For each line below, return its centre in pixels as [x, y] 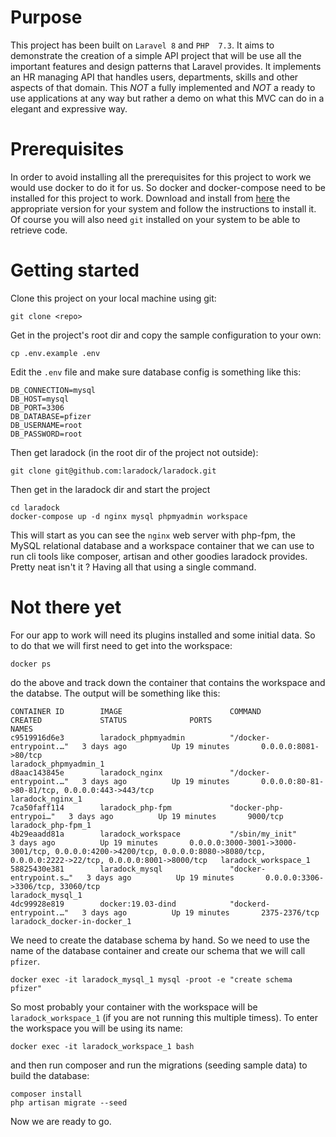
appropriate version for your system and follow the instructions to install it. [163, 208]
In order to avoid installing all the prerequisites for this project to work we [161, 177]
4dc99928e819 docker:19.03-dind [93, 904]
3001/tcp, [31, 851]
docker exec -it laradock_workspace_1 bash [102, 1046]
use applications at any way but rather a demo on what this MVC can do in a [167, 98]
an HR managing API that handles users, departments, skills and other [154, 77]
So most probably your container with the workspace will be [134, 1007]
